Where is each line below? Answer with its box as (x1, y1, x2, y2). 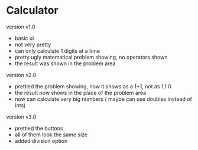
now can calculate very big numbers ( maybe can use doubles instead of (14, 95, 192, 103)
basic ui (14, 34, 34, 42)
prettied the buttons (14, 125, 63, 132)
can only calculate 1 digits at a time (14, 47, 100, 54)
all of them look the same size (14, 131, 87, 138)
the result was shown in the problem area (14, 60, 116, 67)
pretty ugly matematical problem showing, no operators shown (14, 53, 168, 60)
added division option (14, 137, 68, 144)
